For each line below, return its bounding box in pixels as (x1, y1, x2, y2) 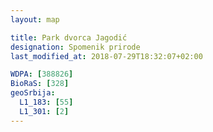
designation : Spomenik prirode (10, 42, 141, 52)
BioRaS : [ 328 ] (10, 79, 70, 89)
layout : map (10, 14, 60, 25)
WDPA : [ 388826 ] (10, 69, 74, 80)
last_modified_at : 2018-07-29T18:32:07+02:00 (10, 51, 203, 61)
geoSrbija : (10, 88, 56, 98)
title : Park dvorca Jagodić (10, 32, 128, 43)
